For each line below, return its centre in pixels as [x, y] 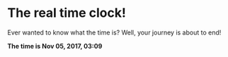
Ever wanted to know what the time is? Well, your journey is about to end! [114, 32]
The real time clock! [67, 13]
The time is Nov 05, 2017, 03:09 [55, 46]
